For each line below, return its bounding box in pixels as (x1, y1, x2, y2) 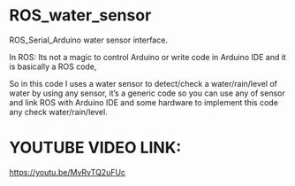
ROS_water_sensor (9, 5, 152, 26)
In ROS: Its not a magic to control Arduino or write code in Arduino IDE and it (9, 51, 287, 62)
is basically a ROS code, (9, 61, 97, 72)
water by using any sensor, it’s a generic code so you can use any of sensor (9, 88, 285, 98)
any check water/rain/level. (9, 106, 108, 117)
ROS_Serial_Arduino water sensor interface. (9, 35, 168, 45)
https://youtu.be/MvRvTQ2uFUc (9, 167, 126, 177)
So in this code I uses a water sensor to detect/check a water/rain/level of (9, 78, 278, 89)
